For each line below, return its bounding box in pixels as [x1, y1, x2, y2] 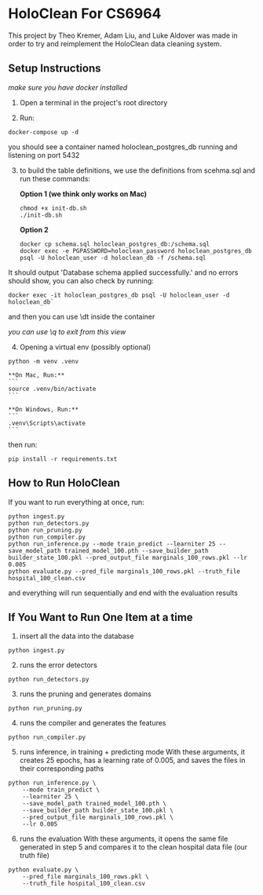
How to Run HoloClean [8, 477, 120, 490]
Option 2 [19, 225, 49, 234]
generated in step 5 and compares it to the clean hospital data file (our [19, 842, 248, 852]
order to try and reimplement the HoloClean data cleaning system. [8, 38, 222, 48]
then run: [8, 440, 38, 449]
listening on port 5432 [8, 150, 80, 159]
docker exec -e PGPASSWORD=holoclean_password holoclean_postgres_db [19, 247, 253, 255]
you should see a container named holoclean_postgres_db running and [8, 142, 238, 152]
